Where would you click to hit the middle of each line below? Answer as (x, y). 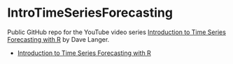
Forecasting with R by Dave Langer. (58, 39)
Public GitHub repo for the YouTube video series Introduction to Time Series (116, 32)
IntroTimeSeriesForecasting (90, 13)
